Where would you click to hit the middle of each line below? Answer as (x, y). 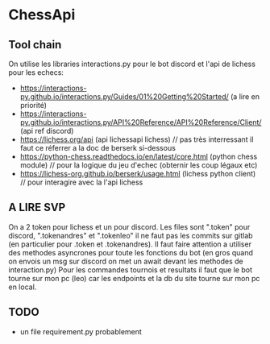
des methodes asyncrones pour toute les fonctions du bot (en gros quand (131, 252)
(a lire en (245, 97)
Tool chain (35, 45)
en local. (23, 287)
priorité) (33, 105)
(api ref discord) (47, 131)
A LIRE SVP (37, 207)
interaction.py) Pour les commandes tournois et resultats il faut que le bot (130, 269)
